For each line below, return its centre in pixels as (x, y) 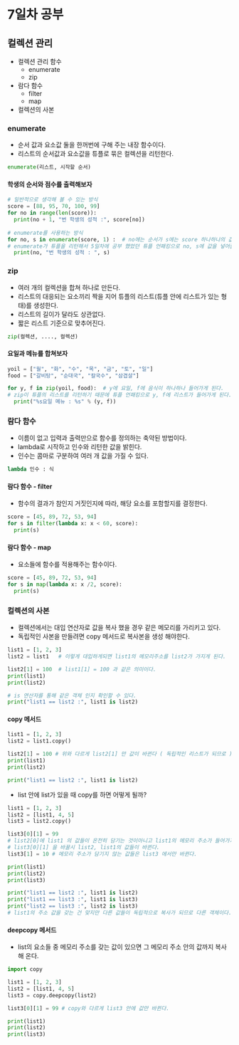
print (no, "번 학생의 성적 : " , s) (62, 253)
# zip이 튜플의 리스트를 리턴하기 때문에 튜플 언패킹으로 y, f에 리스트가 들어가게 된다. (120, 395)
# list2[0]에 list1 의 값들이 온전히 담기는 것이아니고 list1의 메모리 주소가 (110, 841)
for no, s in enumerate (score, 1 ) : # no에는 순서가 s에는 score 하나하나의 (116, 239)
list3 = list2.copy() (39, 821)
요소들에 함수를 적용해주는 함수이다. (67, 564)
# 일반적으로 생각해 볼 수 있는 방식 (53, 200)
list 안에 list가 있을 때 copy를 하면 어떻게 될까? (82, 794)
